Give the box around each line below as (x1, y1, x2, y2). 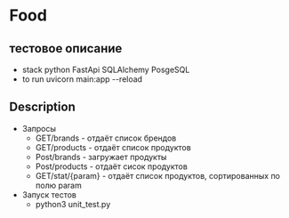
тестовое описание (9, 41, 123, 56)
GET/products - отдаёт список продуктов (35, 141, 191, 152)
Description (9, 100, 76, 115)
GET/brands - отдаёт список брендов (35, 133, 177, 143)
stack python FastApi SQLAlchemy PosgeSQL (21, 64, 190, 75)
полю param (35, 180, 82, 190)
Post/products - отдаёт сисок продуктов (35, 161, 189, 172)
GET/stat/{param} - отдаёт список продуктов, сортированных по (35, 170, 281, 181)
